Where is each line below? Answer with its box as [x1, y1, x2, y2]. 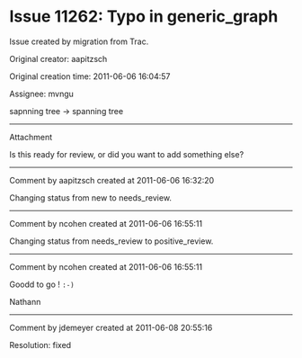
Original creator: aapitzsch [9, 53, 108, 64]
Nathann [9, 296, 41, 307]
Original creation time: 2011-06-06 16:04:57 [9, 70, 171, 82]
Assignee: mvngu [9, 88, 75, 99]
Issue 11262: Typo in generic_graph [9, 6, 279, 27]
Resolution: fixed [9, 339, 72, 350]
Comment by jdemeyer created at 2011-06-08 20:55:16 [9, 322, 213, 333]
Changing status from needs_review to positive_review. [9, 236, 214, 246]
